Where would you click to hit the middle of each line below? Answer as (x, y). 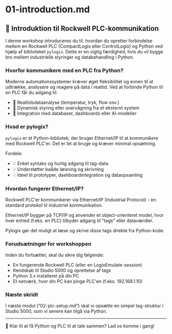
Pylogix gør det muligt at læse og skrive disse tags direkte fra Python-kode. (85, 230)
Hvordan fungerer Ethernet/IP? (45, 189)
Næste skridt (22, 295)
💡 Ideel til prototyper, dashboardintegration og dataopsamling (78, 175)
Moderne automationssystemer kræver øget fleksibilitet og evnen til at (79, 82)
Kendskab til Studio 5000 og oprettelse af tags (62, 270)
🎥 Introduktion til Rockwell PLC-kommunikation (82, 29)
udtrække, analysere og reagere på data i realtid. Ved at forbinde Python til (84, 87)
